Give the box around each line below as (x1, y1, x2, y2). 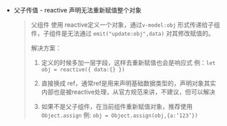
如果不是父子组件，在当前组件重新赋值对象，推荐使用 (41, 103, 193, 110)
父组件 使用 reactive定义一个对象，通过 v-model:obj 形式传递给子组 (30, 21, 221, 29)
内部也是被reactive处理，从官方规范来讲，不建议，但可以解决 (41, 88, 216, 96)
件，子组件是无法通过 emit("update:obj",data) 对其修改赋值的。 (30, 30, 215, 37)
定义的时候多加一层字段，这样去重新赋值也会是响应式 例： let (41, 59, 216, 67)
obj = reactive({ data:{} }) (41, 66, 126, 73)
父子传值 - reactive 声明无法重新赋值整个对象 (13, 6, 141, 14)
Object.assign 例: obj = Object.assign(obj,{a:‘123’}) (41, 111, 198, 119)
